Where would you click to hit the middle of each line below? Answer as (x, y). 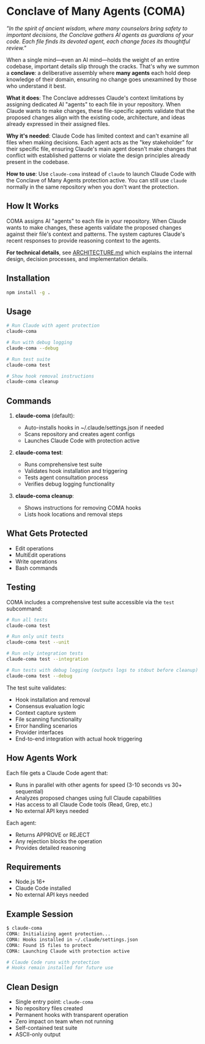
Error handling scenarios (46, 725)
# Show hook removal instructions (50, 376)
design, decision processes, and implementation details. (77, 259)
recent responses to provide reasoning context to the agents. (84, 240)
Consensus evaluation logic (50, 706)
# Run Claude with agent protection (53, 326)
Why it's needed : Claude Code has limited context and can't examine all (98, 136)
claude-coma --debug (33, 348)
